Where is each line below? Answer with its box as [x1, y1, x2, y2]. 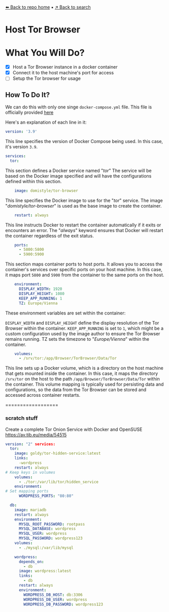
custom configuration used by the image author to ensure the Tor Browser [5, 330, 160, 337]
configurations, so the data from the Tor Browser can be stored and [5, 387, 147, 393]
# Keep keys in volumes [5, 470, 56, 475]
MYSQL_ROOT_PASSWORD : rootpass [18, 521, 85, 527]
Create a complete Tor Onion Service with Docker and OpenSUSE [5, 426, 143, 432]
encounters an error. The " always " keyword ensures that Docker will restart [5, 227, 163, 233]
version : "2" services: [5, 442, 56, 447]
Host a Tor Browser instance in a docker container [12, 64, 118, 70]
